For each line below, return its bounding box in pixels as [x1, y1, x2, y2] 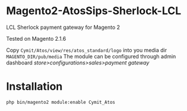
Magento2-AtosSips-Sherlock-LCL [6, 4, 182, 18]
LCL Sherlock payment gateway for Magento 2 [6, 24, 121, 31]
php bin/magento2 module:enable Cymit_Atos [6, 99, 116, 105]
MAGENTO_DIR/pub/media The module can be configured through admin [6, 53, 176, 60]
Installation [6, 80, 63, 93]
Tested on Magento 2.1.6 [6, 35, 66, 42]
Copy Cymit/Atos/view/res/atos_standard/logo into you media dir [6, 46, 167, 54]
